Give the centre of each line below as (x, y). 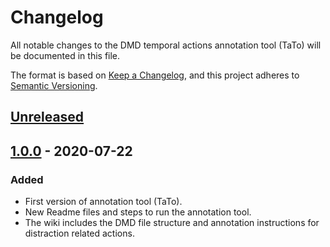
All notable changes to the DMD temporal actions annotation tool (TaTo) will (166, 45)
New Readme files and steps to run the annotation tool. (138, 212)
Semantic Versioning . (54, 85)
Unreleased (47, 117)
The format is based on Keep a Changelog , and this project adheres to (155, 75)
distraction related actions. (79, 233)
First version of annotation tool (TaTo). (103, 202)
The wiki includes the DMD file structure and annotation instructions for (172, 223)
